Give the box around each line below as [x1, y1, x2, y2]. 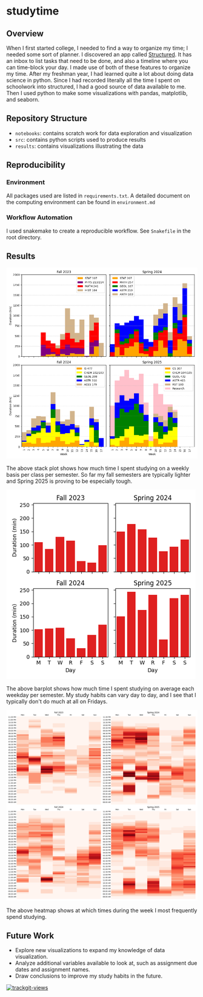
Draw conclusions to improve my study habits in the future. [15, 972, 162, 979]
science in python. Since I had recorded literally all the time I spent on [6, 77, 181, 84]
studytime [6, 4, 59, 18]
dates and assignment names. [15, 966, 90, 973]
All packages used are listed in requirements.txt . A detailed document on [6, 192, 190, 199]
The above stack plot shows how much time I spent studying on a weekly [6, 465, 190, 472]
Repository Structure [6, 113, 88, 124]
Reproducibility [6, 160, 65, 170]
